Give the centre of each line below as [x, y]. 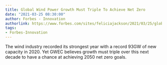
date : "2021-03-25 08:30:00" [35, 14]
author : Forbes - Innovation [35, 19]
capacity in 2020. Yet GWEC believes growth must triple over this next [77, 52]
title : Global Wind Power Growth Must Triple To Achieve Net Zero [75, 10]
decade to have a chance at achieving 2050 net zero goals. [66, 57]
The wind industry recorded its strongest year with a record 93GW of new [81, 47]
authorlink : [17, 23]
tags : [11, 28]
